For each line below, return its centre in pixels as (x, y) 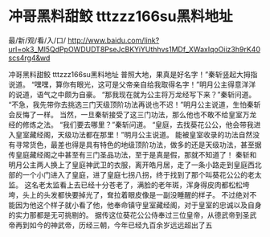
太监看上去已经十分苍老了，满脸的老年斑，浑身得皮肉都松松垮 (147, 185)
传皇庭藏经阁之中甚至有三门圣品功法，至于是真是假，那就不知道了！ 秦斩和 (133, 154)
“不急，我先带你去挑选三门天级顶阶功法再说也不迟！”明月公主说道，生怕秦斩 (135, 104)
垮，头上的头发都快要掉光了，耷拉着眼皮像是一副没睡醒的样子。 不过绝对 (129, 194)
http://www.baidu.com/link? (114, 40)
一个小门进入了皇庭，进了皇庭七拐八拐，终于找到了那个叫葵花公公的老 (138, 174)
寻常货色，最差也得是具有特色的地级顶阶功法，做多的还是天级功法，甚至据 (138, 145)
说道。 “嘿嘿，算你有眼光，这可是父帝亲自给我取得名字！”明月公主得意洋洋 (132, 84)
